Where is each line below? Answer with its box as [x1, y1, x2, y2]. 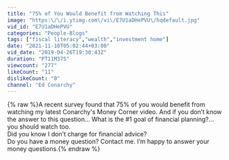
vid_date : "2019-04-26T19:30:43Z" [7, 49, 108, 56]
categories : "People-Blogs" [7, 29, 89, 37]
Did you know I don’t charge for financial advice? [7, 130, 147, 138]
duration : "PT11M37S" [7, 56, 70, 63]
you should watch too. [7, 122, 71, 131]
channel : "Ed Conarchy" [7, 81, 76, 88]
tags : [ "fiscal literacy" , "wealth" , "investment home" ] [7, 36, 169, 43]
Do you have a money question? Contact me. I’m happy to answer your [7, 137, 210, 146]
